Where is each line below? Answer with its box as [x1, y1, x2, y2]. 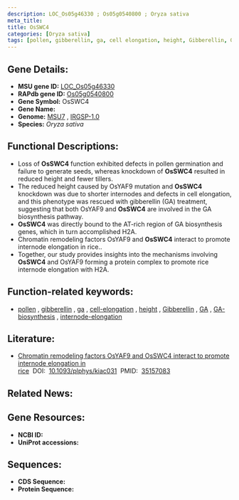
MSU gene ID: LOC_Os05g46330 [17, 82, 115, 90]
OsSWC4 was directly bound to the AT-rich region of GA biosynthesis [17, 220, 223, 228]
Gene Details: [7, 63, 69, 75]
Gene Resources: [7, 412, 85, 424]
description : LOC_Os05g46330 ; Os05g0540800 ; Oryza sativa [7, 10, 190, 18]
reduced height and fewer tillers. [17, 174, 114, 183]
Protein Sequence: [17, 485, 75, 494]
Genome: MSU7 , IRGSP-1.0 [17, 112, 100, 121]
